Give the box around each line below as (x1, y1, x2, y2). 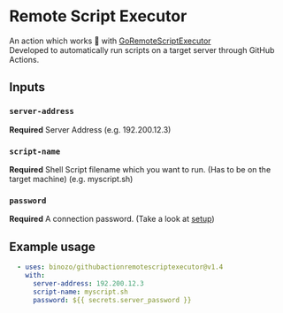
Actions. (9, 54, 40, 65)
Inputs (9, 80, 46, 95)
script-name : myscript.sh (32, 287, 128, 296)
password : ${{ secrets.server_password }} (32, 295, 192, 304)
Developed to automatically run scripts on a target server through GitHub (9, 44, 275, 55)
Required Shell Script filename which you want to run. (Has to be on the (9, 164, 272, 174)
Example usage (9, 239, 96, 254)
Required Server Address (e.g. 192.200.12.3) (9, 124, 172, 134)
